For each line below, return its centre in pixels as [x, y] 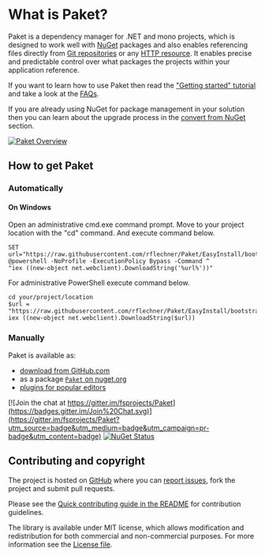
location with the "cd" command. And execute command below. [112, 233]
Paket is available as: [42, 355]
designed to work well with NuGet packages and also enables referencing [128, 44]
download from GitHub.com [65, 370]
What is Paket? [58, 15]
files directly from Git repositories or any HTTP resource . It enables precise [130, 53]
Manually [26, 338]
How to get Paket [51, 166]
